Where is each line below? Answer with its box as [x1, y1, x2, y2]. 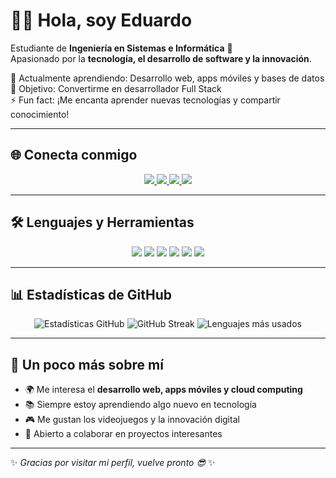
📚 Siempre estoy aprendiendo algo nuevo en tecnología [24, 399, 257, 411]
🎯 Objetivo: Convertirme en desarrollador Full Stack [10, 82, 222, 94]
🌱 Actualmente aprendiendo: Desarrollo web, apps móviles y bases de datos [10, 72, 325, 84]
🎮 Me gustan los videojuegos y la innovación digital [24, 414, 240, 426]
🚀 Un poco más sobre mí [10, 356, 164, 373]
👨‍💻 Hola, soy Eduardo [10, 9, 193, 32]
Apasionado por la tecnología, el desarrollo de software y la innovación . [10, 52, 312, 64]
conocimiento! [10, 108, 70, 120]
